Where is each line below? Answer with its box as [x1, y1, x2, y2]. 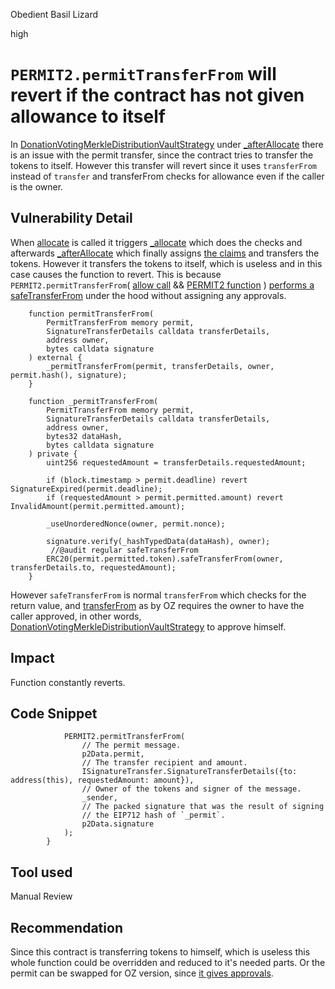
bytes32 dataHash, [46, 431, 123, 441]
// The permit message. [81, 740, 182, 751]
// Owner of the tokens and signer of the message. [81, 784, 302, 794]
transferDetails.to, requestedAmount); [10, 562, 177, 573]
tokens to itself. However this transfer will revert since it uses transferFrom [10, 159, 317, 171]
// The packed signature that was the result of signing [81, 802, 325, 812]
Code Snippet [10, 705, 98, 722]
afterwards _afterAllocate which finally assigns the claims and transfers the [10, 247, 320, 259]
